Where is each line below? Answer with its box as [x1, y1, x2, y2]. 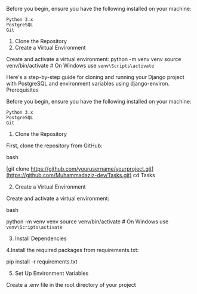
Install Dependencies [14, 235, 67, 242]
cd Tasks [133, 172, 155, 178]
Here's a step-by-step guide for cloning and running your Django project [6, 74, 185, 80]
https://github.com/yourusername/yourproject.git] [30, 165, 154, 172]
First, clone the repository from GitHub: [6, 142, 103, 149]
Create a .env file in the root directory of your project [6, 281, 136, 288]
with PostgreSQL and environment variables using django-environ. [6, 80, 170, 87]
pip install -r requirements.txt [6, 258, 78, 265]
